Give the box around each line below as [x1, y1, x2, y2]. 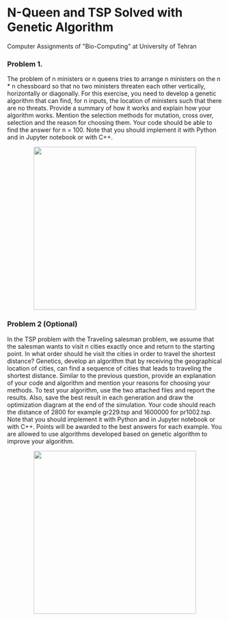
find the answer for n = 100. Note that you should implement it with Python [7, 126, 217, 134]
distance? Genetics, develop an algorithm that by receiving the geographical [7, 357, 222, 365]
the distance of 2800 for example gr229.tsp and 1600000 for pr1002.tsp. [7, 408, 212, 416]
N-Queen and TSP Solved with [7, 5, 183, 21]
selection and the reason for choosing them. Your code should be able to [7, 119, 213, 127]
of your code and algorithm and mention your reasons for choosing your [7, 379, 211, 387]
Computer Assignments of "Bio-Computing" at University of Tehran [7, 42, 197, 50]
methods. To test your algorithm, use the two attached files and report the [7, 386, 215, 394]
